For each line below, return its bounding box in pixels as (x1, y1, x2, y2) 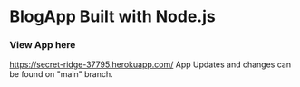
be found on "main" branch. (9, 69, 113, 80)
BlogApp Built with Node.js (9, 6, 216, 27)
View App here (9, 39, 76, 52)
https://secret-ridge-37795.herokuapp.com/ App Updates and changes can (9, 59, 292, 70)
